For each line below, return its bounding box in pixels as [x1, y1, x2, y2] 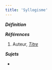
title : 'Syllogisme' [5, 7, 48, 13]
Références [5, 31, 30, 37]
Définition [5, 21, 26, 27]
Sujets [5, 51, 19, 57]
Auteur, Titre [12, 41, 38, 47]
